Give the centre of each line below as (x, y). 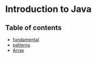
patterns (21, 45)
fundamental (26, 39)
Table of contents (33, 28)
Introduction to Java (49, 9)
